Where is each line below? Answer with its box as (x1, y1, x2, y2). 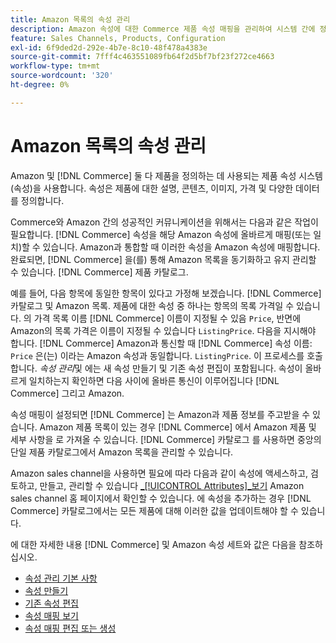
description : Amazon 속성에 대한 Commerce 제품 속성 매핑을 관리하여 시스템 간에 (10, 24, 316, 34)
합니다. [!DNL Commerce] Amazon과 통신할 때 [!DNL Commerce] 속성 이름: (10, 337, 313, 349)
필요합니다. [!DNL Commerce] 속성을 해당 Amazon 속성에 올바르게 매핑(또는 (10, 228, 312, 240)
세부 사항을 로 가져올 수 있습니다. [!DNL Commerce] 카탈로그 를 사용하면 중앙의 (10, 433, 322, 445)
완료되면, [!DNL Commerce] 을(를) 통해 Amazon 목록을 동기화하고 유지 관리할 (10, 253, 317, 265)
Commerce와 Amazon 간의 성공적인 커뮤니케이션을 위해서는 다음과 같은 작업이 (10, 216, 319, 228)
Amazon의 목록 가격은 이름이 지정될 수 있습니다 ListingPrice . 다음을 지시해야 (10, 324, 317, 336)
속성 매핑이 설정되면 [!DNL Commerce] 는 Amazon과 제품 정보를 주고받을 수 (10, 408, 311, 420)
